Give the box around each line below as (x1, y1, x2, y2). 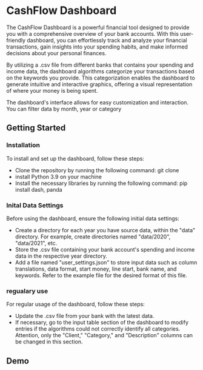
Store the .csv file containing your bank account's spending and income (15, 246, 195, 253)
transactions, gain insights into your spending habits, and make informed (6, 43, 188, 50)
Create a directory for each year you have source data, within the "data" (15, 226, 196, 234)
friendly (6, 36, 26, 44)
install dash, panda (15, 186, 62, 193)
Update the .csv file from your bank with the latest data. (15, 312, 155, 320)
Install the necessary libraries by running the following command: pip (15, 180, 188, 187)
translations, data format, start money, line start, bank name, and (15, 265, 177, 272)
